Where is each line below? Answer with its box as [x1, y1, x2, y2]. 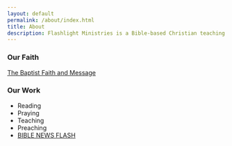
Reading [17, 102, 42, 110]
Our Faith [7, 53, 40, 63]
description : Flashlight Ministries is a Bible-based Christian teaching [7, 29, 226, 37]
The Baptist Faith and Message [7, 68, 96, 76]
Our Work [7, 86, 40, 95]
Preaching [17, 123, 47, 132]
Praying [17, 108, 40, 117]
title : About [7, 23, 45, 30]
